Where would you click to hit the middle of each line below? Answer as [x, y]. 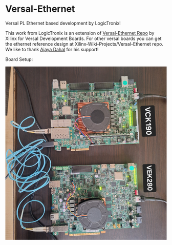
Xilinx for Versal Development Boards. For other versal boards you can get [83, 38]
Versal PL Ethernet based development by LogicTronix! [63, 23]
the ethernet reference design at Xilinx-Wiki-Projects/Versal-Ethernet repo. [84, 44]
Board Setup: [19, 59]
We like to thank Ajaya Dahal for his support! [52, 49]
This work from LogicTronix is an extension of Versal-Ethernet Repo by [80, 33]
